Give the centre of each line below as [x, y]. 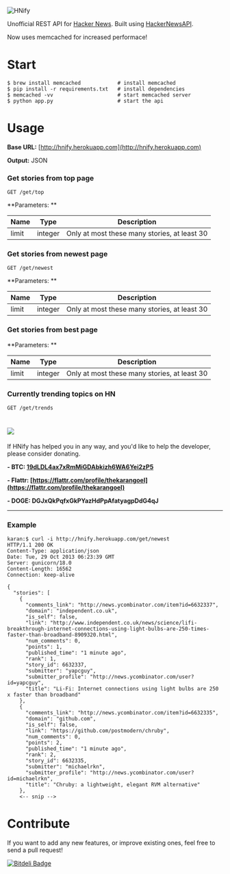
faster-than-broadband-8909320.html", [62, 635]
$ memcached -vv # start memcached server [99, 95]
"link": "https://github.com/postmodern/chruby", [97, 731]
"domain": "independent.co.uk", [71, 611]
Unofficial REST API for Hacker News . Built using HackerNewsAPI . [100, 24]
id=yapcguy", [26, 683]
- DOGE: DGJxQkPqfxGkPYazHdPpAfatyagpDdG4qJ [83, 501]
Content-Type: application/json [53, 551]
